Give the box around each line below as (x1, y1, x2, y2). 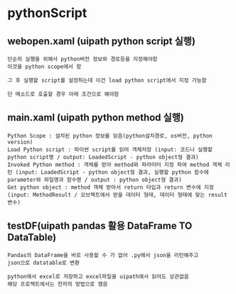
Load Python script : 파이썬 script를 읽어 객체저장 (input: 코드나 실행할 (7, 146, 213, 153)
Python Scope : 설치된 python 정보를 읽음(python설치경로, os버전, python (7, 132, 213, 139)
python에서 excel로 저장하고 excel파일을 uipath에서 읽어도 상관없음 (7, 273, 190, 280)
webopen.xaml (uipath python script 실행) (7, 35, 195, 47)
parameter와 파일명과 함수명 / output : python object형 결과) (7, 176, 183, 183)
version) (7, 138, 33, 146)
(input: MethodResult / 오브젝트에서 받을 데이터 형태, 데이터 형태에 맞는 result (7, 191, 227, 198)
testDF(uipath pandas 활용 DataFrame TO (7, 220, 193, 232)
